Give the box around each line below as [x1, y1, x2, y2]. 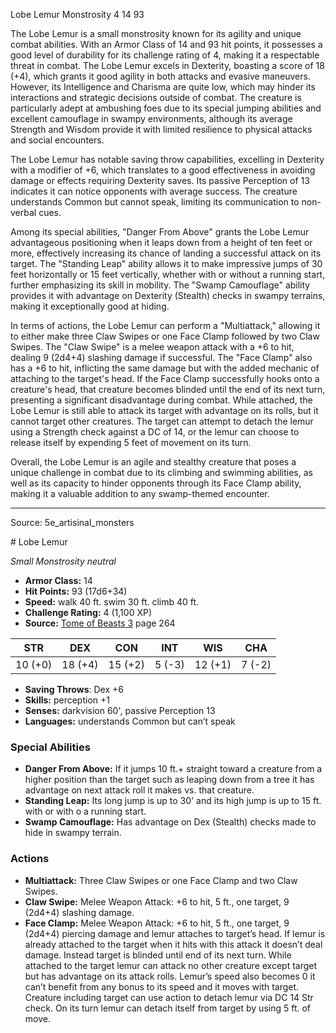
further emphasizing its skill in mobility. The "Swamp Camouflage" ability [10, 279, 311, 291]
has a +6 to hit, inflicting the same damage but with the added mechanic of [10, 362, 320, 374]
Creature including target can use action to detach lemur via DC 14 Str [24, 991, 314, 1003]
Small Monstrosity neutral [10, 555, 117, 567]
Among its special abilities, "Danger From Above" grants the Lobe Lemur [10, 226, 310, 238]
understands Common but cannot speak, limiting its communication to [10, 196, 300, 208]
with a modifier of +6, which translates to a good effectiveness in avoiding [10, 164, 316, 176]
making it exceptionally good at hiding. [10, 300, 170, 312]
